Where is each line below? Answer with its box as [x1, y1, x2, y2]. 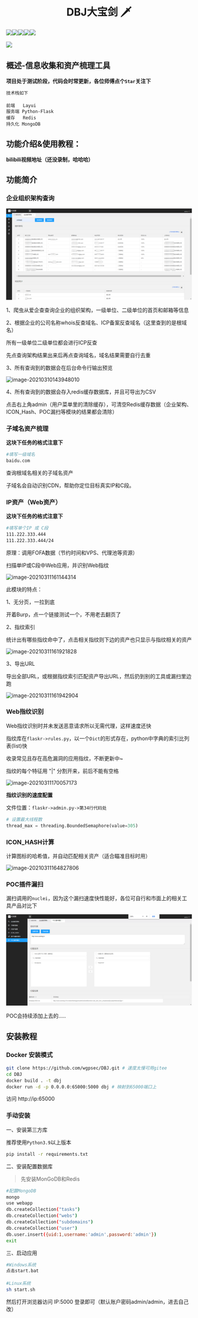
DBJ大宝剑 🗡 [66, 5, 132, 19]
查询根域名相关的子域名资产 [6, 469, 74, 476]
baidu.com [6, 457, 31, 463]
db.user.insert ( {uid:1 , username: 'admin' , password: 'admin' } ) [6, 1232, 157, 1238]
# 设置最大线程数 [6, 816, 42, 823]
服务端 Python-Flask [6, 109, 54, 115]
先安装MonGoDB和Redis [20, 1175, 80, 1182]
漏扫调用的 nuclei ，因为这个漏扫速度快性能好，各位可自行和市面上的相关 [6, 895, 182, 902]
